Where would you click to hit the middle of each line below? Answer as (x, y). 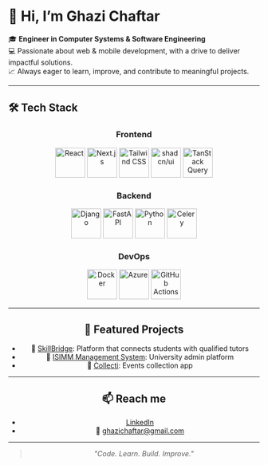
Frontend (134, 135)
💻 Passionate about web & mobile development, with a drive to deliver (124, 50)
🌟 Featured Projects (134, 329)
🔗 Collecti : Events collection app (140, 365)
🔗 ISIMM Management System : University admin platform (140, 357)
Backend (134, 195)
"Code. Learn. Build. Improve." (144, 453)
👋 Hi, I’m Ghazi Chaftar (85, 16)
